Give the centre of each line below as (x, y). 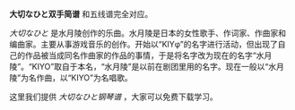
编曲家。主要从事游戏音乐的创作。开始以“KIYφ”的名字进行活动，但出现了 (143, 44)
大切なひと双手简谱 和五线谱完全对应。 (81, 14)
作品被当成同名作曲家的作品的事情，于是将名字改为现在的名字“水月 (148, 55)
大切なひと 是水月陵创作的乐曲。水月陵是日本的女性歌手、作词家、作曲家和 (148, 33)
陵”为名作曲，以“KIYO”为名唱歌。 (71, 78)
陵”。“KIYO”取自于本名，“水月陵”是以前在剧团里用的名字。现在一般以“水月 (147, 67)
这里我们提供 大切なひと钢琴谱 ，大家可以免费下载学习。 (113, 97)
